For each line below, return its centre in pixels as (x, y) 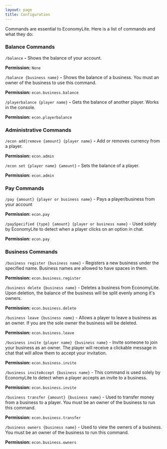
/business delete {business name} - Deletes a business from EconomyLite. (83, 287)
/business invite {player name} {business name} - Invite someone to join (82, 342)
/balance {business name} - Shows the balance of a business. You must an (82, 77)
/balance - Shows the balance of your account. (54, 58)
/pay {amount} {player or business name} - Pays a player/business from (80, 199)
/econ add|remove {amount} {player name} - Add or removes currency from (83, 141)
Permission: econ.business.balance (42, 92)
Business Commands (31, 252)
